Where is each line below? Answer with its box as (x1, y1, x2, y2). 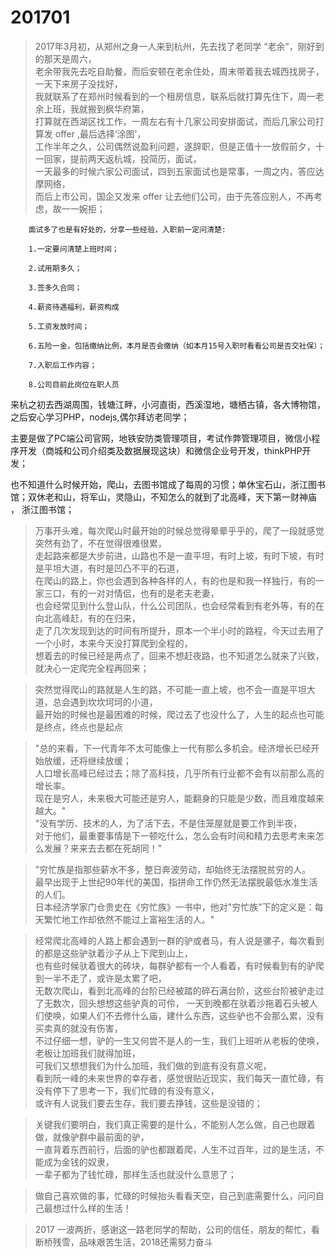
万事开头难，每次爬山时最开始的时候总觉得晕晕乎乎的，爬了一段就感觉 (34, 524, 325, 536)
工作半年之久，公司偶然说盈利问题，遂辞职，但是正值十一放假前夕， (34, 140, 316, 152)
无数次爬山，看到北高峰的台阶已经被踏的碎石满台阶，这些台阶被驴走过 (34, 984, 325, 996)
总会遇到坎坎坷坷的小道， (52, 696, 158, 708)
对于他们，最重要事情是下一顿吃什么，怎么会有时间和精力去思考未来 (34, 829, 316, 841)
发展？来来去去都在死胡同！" (43, 842, 163, 854)
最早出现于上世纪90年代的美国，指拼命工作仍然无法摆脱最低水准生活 (34, 876, 318, 888)
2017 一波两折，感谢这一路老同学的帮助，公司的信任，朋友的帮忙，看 (34, 1223, 320, 1235)
